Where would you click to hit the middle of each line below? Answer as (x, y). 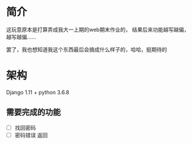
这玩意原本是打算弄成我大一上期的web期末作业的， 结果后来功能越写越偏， (98, 30)
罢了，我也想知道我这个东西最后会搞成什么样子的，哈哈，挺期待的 (87, 49)
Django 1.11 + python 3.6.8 (38, 92)
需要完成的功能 (33, 112)
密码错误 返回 (31, 135)
